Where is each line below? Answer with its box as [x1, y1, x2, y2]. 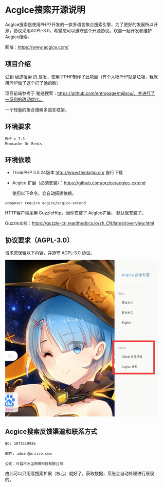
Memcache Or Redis [5, 141, 42, 146]
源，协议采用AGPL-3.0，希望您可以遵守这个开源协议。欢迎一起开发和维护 [5, 27, 152, 33]
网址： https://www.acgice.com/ [5, 44, 69, 50]
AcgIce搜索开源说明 [5, 4, 86, 16]
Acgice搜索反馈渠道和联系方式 [5, 427, 97, 436]
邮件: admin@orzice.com [5, 451, 52, 456]
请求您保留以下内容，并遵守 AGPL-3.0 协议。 [5, 250, 95, 256]
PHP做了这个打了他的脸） [9, 80, 61, 86]
